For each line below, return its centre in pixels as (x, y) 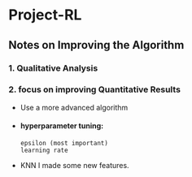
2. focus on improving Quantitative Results (95, 89)
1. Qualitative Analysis (53, 68)
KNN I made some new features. (74, 165)
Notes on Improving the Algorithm (96, 45)
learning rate (44, 150)
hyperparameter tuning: (62, 126)
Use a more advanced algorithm (74, 107)
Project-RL (45, 15)
